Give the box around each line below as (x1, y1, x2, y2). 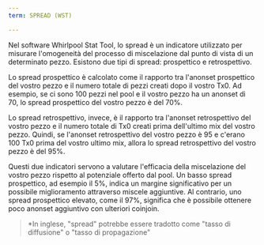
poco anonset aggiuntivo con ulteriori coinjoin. (8, 203, 160, 213)
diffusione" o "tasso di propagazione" (27, 227, 151, 237)
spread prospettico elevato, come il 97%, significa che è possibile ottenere (8, 195, 251, 205)
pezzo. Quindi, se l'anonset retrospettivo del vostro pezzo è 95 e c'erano (8, 130, 245, 139)
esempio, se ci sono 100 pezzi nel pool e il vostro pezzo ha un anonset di (8, 89, 247, 99)
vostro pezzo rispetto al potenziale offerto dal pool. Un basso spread (8, 170, 232, 179)
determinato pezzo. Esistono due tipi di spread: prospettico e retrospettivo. (8, 57, 253, 66)
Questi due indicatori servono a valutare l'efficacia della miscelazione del (8, 161, 247, 171)
